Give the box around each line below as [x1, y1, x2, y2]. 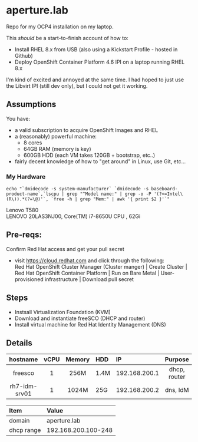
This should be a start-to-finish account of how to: [6, 34, 128, 41]
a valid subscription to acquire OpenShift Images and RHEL [14, 126, 159, 133]
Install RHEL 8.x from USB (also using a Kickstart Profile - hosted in [14, 45, 178, 53]
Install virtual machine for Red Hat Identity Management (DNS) [14, 321, 166, 328]
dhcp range [9, 426, 41, 434]
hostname [9, 355, 38, 364]
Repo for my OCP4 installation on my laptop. [6, 23, 114, 30]
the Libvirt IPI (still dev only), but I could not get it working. [6, 82, 148, 89]
